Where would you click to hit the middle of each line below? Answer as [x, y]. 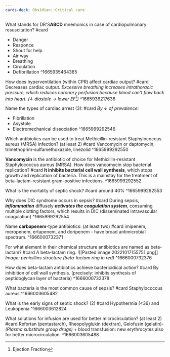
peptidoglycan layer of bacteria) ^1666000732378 [57, 279]
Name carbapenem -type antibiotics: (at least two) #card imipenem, [76, 226]
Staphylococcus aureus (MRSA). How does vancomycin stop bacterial [78, 165]
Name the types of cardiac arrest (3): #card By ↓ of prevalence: [72, 108]
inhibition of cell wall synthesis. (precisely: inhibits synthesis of [71, 273]
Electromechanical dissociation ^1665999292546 [64, 129]
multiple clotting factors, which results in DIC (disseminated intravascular [81, 211]
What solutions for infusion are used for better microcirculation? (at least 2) [83, 319]
